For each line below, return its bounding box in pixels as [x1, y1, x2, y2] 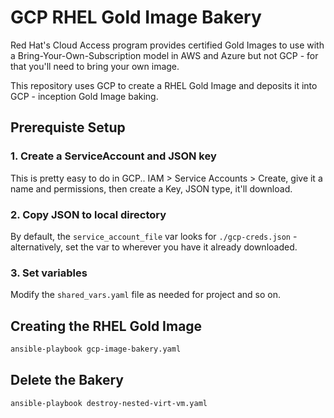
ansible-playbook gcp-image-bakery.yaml [10, 344, 182, 355]
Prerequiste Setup [10, 119, 126, 136]
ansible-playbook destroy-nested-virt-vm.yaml [10, 398, 208, 408]
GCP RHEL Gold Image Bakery [10, 6, 262, 29]
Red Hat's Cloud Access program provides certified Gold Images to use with [10, 39, 325, 51]
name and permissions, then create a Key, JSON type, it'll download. [10, 182, 293, 195]
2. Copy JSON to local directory [10, 207, 167, 221]
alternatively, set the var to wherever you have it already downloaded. [10, 241, 298, 253]
